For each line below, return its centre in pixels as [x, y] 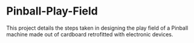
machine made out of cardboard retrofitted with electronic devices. [90, 34]
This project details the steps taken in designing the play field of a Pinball [97, 28]
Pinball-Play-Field [52, 11]
